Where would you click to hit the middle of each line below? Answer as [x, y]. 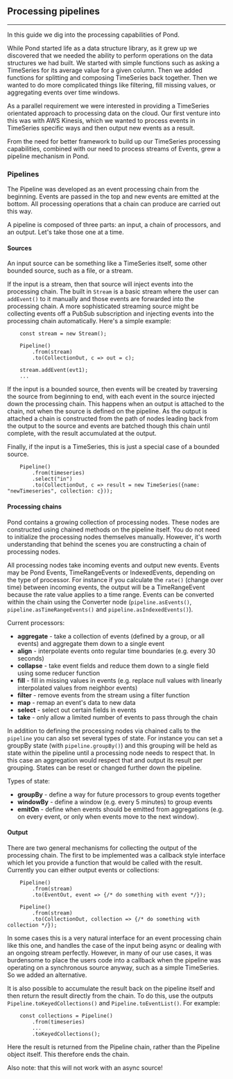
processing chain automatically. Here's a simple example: [89, 321]
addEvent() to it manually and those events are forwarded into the [101, 299]
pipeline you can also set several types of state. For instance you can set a [115, 738]
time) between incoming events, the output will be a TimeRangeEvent [106, 587]
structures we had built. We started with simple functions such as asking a [113, 62]
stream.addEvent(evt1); [54, 371]
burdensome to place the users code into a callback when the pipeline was [114, 960]
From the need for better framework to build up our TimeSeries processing [114, 141]
